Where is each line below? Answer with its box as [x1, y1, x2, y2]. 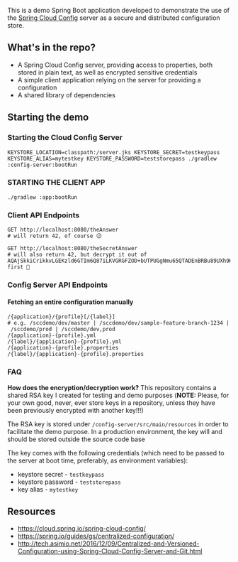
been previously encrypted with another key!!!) [7, 406, 144, 414]
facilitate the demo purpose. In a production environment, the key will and [7, 427, 223, 436]
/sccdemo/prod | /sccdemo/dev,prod [10, 326, 115, 333]
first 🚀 [7, 264, 30, 271]
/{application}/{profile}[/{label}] [7, 313, 115, 320]
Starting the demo [7, 112, 89, 124]
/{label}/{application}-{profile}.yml [7, 338, 122, 345]
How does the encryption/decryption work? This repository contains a [7, 383, 217, 391]
